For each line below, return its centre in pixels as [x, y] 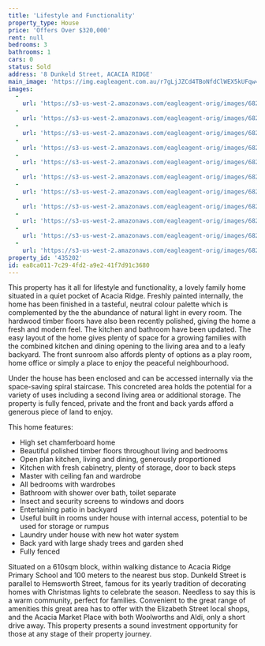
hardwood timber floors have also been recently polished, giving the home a [132, 321]
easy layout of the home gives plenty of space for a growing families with [127, 338]
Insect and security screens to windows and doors [102, 501]
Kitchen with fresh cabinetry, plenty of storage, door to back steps [128, 468]
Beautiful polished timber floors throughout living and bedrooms [124, 451]
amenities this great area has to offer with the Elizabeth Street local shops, [129, 609]
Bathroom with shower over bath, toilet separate [98, 493]
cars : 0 [21, 60]
